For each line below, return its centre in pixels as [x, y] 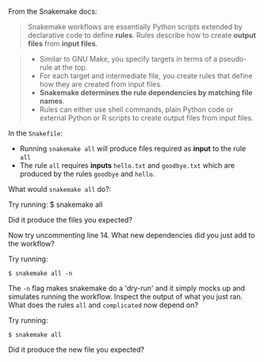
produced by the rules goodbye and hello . [87, 174]
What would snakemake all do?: [60, 189]
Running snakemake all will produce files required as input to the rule [133, 149]
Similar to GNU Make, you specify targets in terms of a [128, 59]
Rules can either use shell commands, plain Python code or [136, 109]
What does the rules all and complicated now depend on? [103, 305]
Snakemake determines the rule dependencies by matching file [146, 93]
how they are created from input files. [101, 84]
